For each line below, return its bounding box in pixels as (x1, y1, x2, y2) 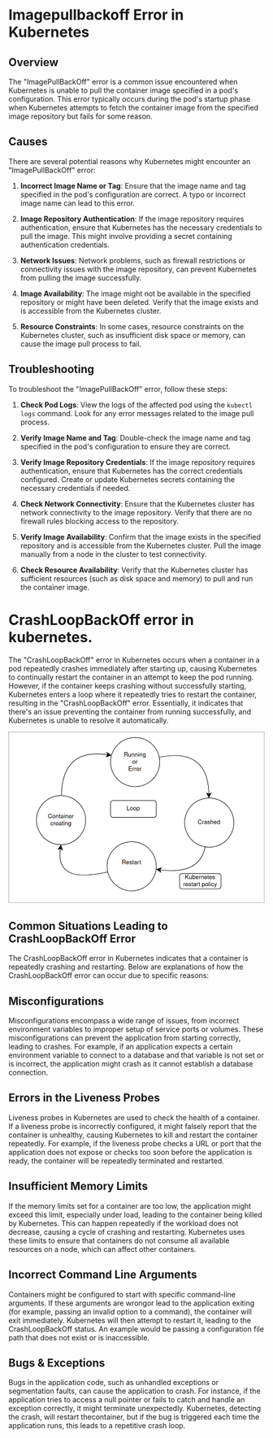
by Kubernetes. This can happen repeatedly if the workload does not (8, 1218, 239, 1228)
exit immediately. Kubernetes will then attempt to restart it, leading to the (8, 1315, 252, 1325)
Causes (8, 135, 48, 149)
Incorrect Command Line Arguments (8, 1268, 197, 1282)
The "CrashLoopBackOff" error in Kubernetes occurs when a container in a (8, 654, 260, 664)
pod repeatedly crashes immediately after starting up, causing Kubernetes (8, 663, 258, 673)
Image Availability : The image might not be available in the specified (19, 289, 251, 298)
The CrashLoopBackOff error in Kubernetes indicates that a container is (8, 954, 249, 963)
